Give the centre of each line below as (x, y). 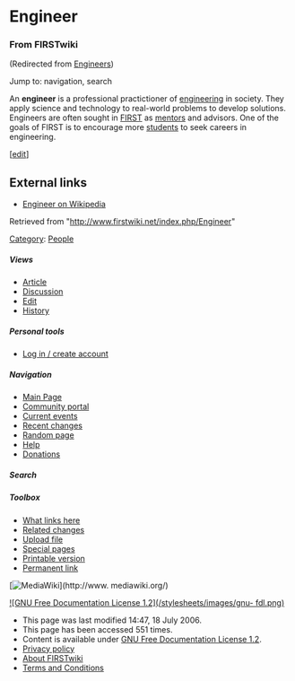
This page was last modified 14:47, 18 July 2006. (112, 620)
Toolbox (25, 498)
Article (35, 282)
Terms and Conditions (63, 668)
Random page (48, 435)
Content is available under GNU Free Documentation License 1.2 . (142, 639)
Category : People (42, 239)
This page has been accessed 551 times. (97, 629)
